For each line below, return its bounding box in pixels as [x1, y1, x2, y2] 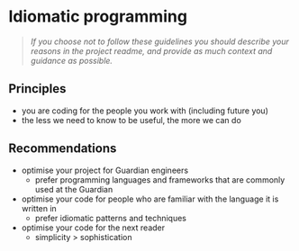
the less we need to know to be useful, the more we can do [21, 114, 242, 125]
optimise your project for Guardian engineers [21, 165, 189, 175]
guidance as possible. [30, 55, 113, 66]
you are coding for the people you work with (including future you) [21, 105, 269, 116]
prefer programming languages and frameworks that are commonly [34, 174, 285, 185]
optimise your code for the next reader [21, 222, 166, 233]
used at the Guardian [34, 184, 113, 194]
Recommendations [8, 141, 117, 157]
